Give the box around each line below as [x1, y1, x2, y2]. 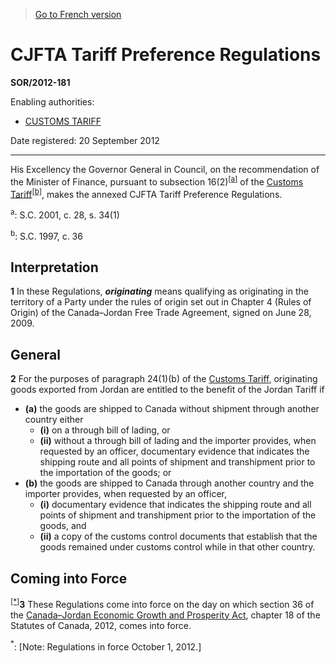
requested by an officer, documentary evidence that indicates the [39, 445, 310, 458]
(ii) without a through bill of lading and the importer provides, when [39, 435, 317, 447]
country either [24, 414, 84, 426]
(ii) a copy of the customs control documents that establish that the [39, 530, 318, 543]
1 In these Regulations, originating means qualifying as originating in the [10, 285, 309, 298]
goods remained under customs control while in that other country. [39, 541, 316, 553]
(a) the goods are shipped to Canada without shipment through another [24, 403, 320, 415]
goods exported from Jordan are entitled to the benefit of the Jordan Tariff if [10, 384, 325, 396]
